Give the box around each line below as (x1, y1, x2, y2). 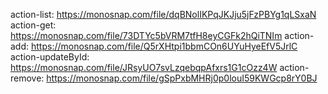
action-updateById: (10, 51, 90, 63)
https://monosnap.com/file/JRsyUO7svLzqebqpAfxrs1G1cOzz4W (10, 62, 278, 73)
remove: (10, 72, 45, 84)
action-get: (10, 19, 57, 31)
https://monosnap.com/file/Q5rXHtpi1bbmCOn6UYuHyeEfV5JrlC (30, 40, 298, 52)
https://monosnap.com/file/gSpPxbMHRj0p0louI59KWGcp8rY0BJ (46, 72, 318, 84)
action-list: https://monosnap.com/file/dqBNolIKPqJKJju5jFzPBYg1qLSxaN (10, 9, 317, 20)
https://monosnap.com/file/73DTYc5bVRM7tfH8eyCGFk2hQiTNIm (10, 30, 283, 41)
